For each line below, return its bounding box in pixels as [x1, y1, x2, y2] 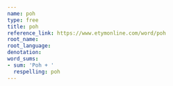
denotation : [7, 49, 42, 56]
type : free [7, 17, 39, 24]
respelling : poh [13, 68, 60, 75]
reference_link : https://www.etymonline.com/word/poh [7, 29, 167, 37]
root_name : [7, 36, 39, 43]
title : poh [7, 23, 39, 30]
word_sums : [7, 55, 39, 62]
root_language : [7, 42, 51, 49]
